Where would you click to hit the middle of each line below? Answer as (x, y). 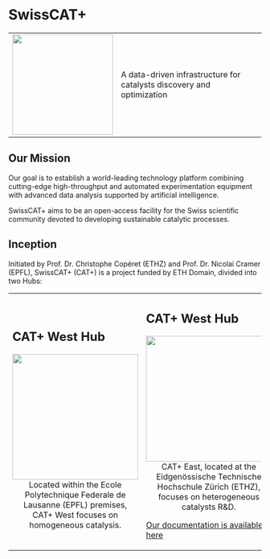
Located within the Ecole (75, 485)
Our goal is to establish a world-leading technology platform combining (126, 178)
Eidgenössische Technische (209, 477)
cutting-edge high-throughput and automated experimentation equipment (131, 186)
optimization (144, 94)
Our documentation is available (205, 525)
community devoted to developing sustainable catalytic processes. (119, 219)
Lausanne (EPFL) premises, (75, 505)
